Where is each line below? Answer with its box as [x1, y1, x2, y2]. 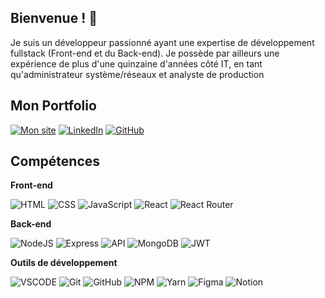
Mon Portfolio [10, 97, 97, 115]
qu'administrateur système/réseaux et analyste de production [10, 68, 265, 80]
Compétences [10, 153, 101, 170]
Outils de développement [10, 257, 118, 269]
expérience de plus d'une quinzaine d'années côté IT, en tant [10, 57, 263, 70]
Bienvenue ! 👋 [10, 10, 98, 27]
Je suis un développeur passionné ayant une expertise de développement [10, 36, 315, 48]
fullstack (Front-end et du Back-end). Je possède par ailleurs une [10, 47, 280, 59]
